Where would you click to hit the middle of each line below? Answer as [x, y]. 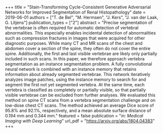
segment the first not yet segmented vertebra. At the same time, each [75, 85]
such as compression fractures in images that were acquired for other [75, 38]
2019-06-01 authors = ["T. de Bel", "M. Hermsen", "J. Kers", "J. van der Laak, [81, 17]
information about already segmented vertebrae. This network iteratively [78, 74]
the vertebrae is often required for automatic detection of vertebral [72, 28]
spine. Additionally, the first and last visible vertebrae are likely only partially [81, 54]
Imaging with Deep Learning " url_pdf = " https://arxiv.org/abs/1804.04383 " [80, 121]
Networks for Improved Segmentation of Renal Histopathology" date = [75, 12]
